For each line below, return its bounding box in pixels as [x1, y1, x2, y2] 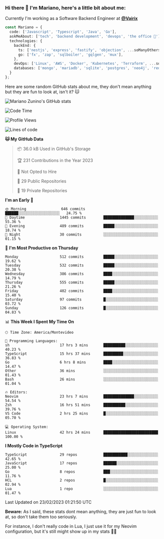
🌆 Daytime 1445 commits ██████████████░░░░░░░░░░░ [5, 215, 159, 220]
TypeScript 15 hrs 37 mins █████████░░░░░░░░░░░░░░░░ [5, 351, 159, 356]
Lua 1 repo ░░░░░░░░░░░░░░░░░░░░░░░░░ [5, 486, 159, 491]
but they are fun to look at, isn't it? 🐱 [5, 89, 80, 95]
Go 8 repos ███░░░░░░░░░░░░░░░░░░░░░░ [5, 469, 159, 474]
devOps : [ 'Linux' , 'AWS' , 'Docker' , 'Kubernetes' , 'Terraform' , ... [14, 61, 156, 66]
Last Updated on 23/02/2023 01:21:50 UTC [5, 499, 92, 505]
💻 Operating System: [5, 424, 49, 429]
